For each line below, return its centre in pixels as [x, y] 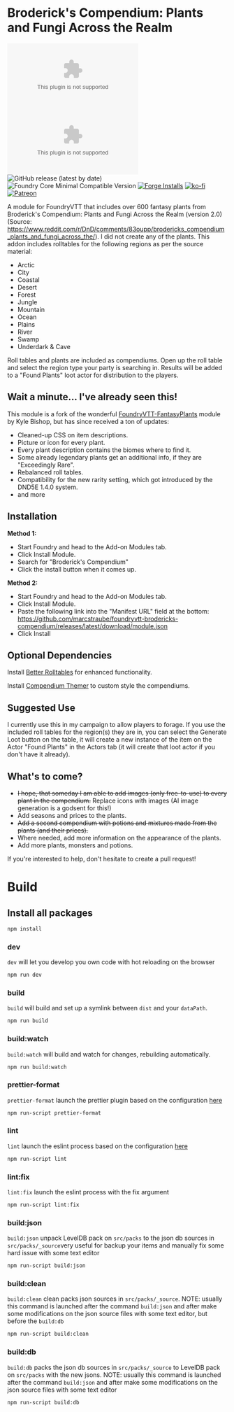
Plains [26, 324]
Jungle [27, 302]
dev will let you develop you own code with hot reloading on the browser [111, 962]
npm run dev [24, 975]
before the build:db [36, 1321]
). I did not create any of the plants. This [152, 236]
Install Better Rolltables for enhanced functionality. [80, 672]
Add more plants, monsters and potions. [75, 845]
